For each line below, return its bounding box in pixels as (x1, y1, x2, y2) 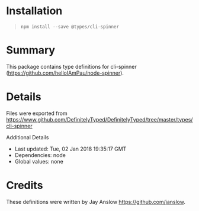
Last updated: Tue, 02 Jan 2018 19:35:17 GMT (14, 145, 127, 152)
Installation (6, 4, 63, 18)
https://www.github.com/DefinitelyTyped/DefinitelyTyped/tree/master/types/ (6, 116, 193, 123)
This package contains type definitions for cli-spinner (6, 63, 137, 70)
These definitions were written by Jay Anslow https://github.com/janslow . (6, 198, 185, 205)
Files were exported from (6, 110, 68, 117)
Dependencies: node (14, 151, 66, 158)
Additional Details (6, 133, 49, 140)
